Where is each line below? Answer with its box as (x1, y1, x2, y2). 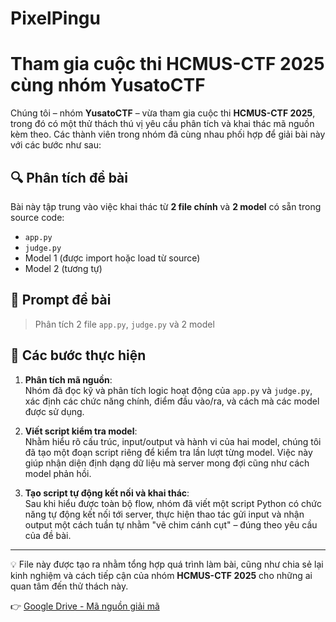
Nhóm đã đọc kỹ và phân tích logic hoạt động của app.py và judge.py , (24, 384, 313, 396)
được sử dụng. (24, 405, 85, 417)
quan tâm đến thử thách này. (10, 580, 129, 592)
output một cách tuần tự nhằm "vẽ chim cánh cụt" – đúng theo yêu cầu (24, 518, 318, 531)
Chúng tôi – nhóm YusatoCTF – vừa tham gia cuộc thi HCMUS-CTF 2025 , (10, 107, 316, 119)
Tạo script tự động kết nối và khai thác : (24, 487, 190, 499)
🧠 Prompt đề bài (10, 292, 112, 309)
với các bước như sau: (10, 139, 102, 151)
